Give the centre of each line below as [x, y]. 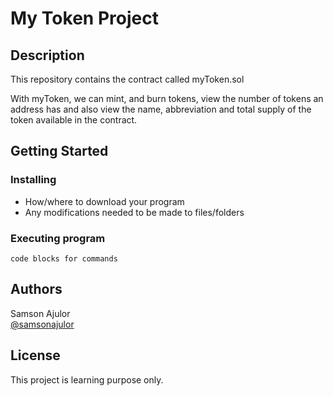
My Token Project [84, 18]
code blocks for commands [64, 258]
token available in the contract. [74, 120]
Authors [36, 289]
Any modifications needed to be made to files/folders [134, 212]
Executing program [58, 238]
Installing [33, 180]
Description [47, 55]
